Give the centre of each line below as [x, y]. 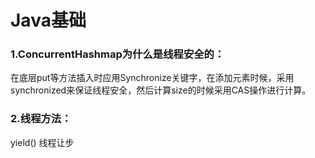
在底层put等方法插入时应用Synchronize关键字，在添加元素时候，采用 [152, 78]
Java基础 [48, 20]
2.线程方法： [41, 119]
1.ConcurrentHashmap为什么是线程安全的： [117, 54]
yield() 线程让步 [42, 142]
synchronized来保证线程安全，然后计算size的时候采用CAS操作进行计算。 [161, 90]
